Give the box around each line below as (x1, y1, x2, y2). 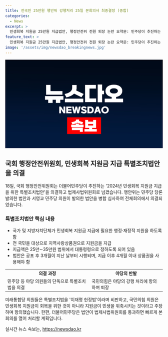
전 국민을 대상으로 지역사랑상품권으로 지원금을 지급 (12, 240, 111, 246)
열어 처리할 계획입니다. (18, 315, 63, 321)
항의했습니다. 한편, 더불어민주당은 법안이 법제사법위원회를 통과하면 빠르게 (14, 309, 157, 315)
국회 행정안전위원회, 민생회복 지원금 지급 (5, 159, 122, 167)
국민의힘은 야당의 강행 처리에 (91, 278, 148, 284)
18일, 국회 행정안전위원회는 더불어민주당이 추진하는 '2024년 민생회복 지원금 (5, 183, 153, 189)
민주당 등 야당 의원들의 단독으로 (7, 278, 69, 284)
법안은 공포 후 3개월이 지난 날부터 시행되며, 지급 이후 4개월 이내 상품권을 (12, 252, 154, 258)
